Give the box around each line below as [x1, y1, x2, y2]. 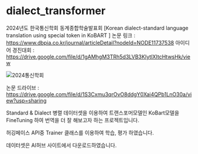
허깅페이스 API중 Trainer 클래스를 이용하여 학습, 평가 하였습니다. [6, 129, 154, 136]
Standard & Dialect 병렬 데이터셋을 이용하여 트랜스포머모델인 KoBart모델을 [6, 109, 180, 116]
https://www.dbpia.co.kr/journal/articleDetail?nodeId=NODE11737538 [6, 39, 174, 46]
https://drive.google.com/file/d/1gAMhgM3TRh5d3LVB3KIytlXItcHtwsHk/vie [6, 53, 190, 60]
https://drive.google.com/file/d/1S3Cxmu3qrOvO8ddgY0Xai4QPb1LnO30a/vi [6, 90, 192, 98]
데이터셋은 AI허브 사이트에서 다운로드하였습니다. [6, 142, 117, 149]
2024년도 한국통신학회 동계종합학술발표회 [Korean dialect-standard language [6, 24, 189, 31]
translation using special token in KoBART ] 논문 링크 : [6, 31, 136, 39]
